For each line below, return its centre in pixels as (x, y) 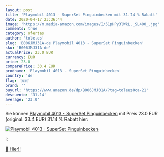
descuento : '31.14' (26, 95)
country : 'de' (20, 76)
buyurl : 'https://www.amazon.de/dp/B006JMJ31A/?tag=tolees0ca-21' (77, 90)
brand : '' (16, 85)
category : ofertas (25, 33)
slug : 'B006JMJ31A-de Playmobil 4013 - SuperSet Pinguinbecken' (75, 43)
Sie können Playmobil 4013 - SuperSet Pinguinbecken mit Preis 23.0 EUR (82, 114)
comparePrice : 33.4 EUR (30, 66)
